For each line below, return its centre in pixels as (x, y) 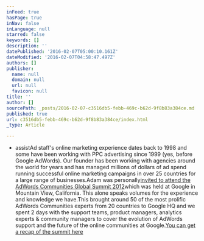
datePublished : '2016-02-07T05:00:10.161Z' (62, 52)
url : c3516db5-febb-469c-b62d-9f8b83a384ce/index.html (77, 119)
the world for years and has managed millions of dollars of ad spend (101, 167)
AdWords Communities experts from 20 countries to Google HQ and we (105, 206)
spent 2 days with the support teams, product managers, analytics (98, 212)
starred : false (26, 35)
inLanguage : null (28, 29)
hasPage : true (24, 18)
